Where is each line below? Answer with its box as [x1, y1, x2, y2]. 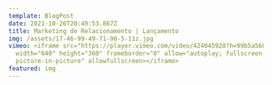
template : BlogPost [8, 11, 74, 20]
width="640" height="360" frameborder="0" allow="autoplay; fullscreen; [15, 49, 266, 57]
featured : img [8, 65, 57, 73]
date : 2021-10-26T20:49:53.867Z [8, 19, 117, 28]
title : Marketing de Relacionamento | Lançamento [8, 27, 180, 35]
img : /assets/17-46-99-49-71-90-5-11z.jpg [8, 34, 154, 43]
